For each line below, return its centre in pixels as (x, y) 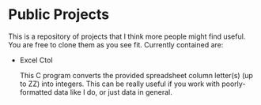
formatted (36, 92)
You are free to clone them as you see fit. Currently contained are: (116, 44)
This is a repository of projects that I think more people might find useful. (127, 36)
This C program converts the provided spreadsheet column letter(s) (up (136, 75)
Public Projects (59, 15)
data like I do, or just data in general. (113, 92)
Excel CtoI (36, 60)
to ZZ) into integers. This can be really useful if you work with (119, 84)
